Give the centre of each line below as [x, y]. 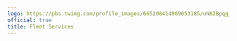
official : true [30, 20]
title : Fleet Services [41, 26]
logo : [15, 14]
